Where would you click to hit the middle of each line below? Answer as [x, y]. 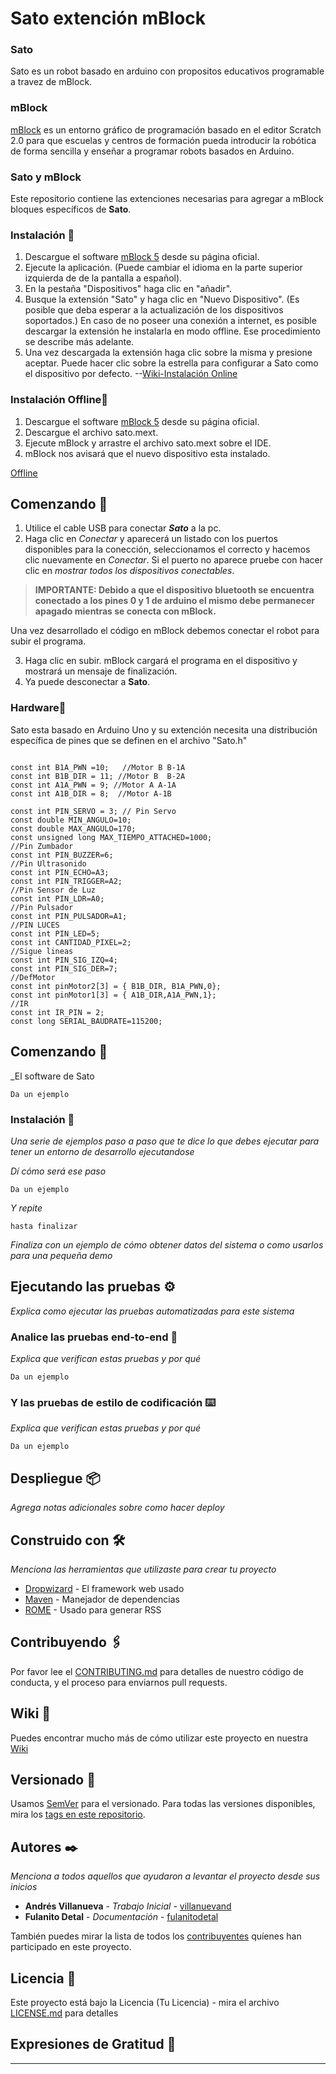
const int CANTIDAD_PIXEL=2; [71, 942]
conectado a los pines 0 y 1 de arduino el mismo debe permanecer [174, 601]
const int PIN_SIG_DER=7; [64, 968]
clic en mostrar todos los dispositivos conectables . [129, 571]
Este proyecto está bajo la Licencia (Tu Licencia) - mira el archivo [145, 2002]
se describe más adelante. [79, 342]
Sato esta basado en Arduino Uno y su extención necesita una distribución [164, 729]
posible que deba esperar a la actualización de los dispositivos [154, 310]
